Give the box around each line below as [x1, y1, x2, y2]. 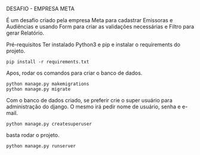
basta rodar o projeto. [6, 132, 60, 138]
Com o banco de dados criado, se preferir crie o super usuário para [6, 97, 173, 104]
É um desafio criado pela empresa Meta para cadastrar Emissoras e [6, 17, 173, 23]
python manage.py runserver [6, 143, 76, 149]
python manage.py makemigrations [6, 81, 90, 87]
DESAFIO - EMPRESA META [6, 5, 75, 12]
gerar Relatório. [6, 29, 45, 37]
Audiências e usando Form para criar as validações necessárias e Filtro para [6, 23, 195, 30]
